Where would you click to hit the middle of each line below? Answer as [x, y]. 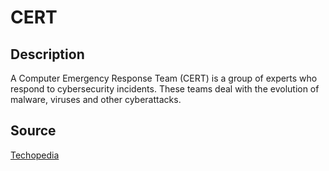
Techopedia [35, 155]
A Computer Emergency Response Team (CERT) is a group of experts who [164, 78]
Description [47, 54]
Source [33, 131]
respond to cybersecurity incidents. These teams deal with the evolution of [165, 89]
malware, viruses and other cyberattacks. [96, 99]
